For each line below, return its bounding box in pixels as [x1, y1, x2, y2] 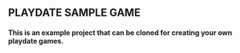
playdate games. [8, 36, 64, 45]
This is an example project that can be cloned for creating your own [8, 27, 233, 37]
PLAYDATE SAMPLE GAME [8, 6, 141, 19]
